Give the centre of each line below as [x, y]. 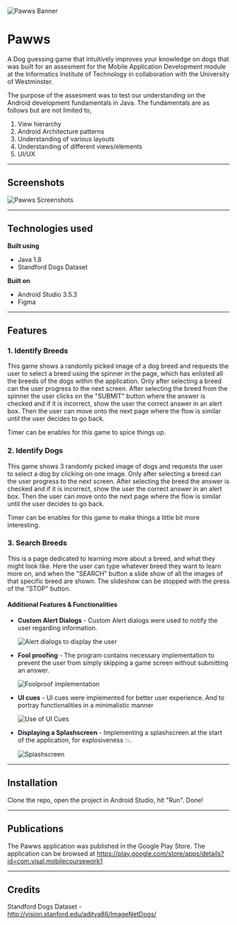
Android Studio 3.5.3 [47, 294]
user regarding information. [57, 628]
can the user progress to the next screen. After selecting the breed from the [117, 389]
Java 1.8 [30, 259]
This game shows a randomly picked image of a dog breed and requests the [118, 366]
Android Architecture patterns [61, 131]
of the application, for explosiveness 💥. [75, 740]
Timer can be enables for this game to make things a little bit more [103, 517]
